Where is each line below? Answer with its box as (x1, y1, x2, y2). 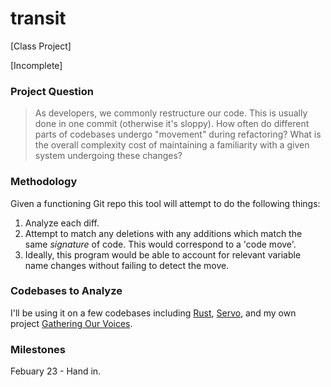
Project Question (10, 84, 95, 98)
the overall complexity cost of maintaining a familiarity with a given (34, 139, 310, 151)
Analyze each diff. (24, 217, 100, 229)
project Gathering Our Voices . (10, 317, 133, 329)
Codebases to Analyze (10, 284, 123, 298)
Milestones (10, 342, 66, 356)
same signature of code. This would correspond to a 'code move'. (24, 238, 297, 250)
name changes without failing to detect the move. (24, 259, 230, 271)
